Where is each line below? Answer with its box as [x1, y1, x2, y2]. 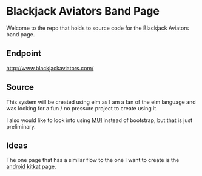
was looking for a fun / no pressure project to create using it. [6, 104, 158, 112]
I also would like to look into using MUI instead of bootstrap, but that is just [6, 117, 193, 124]
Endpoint [6, 49, 41, 59]
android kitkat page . [6, 163, 56, 171]
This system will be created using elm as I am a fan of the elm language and [6, 98, 196, 106]
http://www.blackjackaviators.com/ [6, 64, 94, 72]
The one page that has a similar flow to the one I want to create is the [6, 157, 180, 164]
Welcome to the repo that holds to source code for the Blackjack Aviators [6, 24, 189, 32]
